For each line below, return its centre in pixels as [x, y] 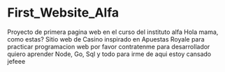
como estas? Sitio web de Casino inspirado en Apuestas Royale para [106, 39]
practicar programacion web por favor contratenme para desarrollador [109, 46]
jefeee [16, 61]
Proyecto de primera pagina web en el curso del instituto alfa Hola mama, [113, 32]
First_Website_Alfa [63, 13]
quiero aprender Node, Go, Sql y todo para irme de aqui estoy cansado [109, 54]
